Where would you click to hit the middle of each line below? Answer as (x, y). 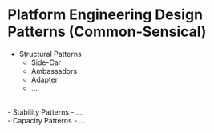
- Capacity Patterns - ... (46, 120)
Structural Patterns (50, 54)
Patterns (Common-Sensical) (107, 32)
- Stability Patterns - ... (45, 112)
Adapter (44, 79)
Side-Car (46, 62)
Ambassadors (54, 71)
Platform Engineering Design (105, 15)
